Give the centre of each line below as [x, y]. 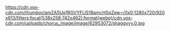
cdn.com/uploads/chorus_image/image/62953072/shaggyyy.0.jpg [75, 23]
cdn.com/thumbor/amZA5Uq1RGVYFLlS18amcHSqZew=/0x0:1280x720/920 [85, 12]
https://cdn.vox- [22, 7]
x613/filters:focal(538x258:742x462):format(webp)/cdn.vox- [69, 18]
